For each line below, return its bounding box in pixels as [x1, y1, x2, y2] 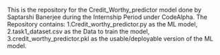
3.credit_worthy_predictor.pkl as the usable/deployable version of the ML [7, 35, 214, 43]
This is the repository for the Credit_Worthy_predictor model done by [7, 6, 201, 14]
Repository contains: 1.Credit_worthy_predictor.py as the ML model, [7, 20, 198, 28]
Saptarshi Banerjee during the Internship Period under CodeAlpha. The [7, 13, 208, 21]
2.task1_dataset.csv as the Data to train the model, [7, 27, 150, 35]
